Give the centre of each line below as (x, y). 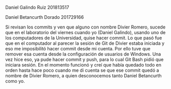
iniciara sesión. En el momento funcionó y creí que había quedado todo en (83, 65)
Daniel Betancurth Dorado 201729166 (45, 17)
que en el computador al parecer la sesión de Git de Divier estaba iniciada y (85, 43)
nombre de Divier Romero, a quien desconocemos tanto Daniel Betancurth (83, 76)
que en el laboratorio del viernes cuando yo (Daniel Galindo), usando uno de (86, 32)
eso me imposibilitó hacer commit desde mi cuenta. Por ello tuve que (78, 49)
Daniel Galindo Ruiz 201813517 (37, 7)
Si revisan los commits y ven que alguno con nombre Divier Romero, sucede (86, 27)
